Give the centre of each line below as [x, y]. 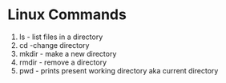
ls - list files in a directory [61, 37]
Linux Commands [67, 15]
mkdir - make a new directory [68, 53]
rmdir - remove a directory [63, 62]
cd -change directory [54, 45]
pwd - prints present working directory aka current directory [119, 70]
